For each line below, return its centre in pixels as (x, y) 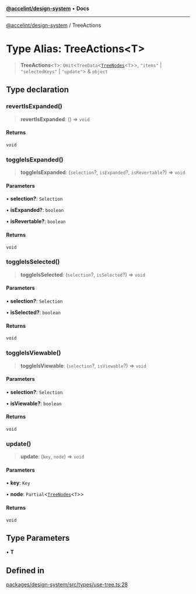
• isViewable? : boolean (34, 403)
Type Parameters (38, 538)
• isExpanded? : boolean (35, 210)
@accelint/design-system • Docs (48, 8)
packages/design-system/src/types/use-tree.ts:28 (67, 585)
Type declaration (37, 90)
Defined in (25, 570)
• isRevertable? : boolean (36, 221)
